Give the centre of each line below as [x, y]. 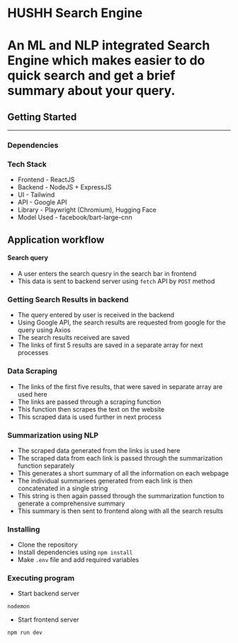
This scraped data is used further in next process [89, 417]
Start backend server [49, 593]
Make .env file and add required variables [78, 560]
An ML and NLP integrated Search [109, 46]
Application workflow [56, 240]
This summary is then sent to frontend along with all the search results [120, 511]
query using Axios [44, 330]
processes [33, 353]
